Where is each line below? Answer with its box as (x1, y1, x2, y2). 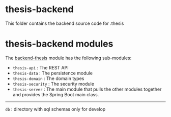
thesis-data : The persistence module (12, 70, 93, 76)
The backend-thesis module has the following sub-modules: (5, 55, 132, 61)
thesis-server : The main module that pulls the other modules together (12, 86, 162, 92)
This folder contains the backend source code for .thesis (5, 20, 124, 26)
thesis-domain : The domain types (12, 75, 84, 82)
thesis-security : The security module (12, 81, 94, 87)
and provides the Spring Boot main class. (12, 91, 99, 97)
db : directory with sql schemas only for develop (5, 106, 106, 112)
